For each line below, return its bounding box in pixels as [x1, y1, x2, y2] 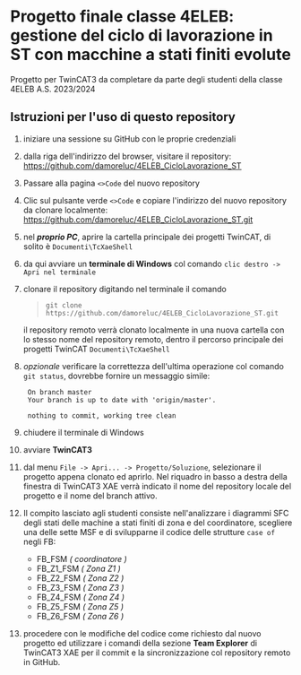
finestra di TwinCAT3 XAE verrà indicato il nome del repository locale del [22, 480, 292, 491]
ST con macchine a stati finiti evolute [10, 45, 292, 65]
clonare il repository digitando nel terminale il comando [22, 283, 227, 294]
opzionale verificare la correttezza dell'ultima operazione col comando [22, 360, 285, 371]
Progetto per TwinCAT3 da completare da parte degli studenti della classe [10, 74, 283, 84]
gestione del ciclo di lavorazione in [10, 25, 273, 46]
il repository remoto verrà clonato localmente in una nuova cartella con [22, 325, 285, 335]
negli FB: [22, 536, 56, 547]
